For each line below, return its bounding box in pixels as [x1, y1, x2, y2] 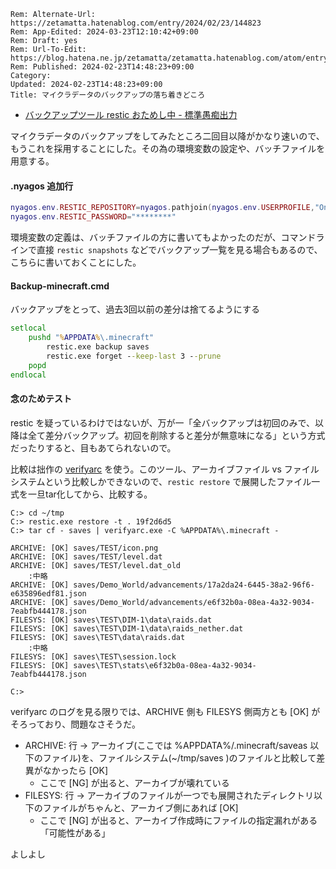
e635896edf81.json [10, 588, 87, 599]
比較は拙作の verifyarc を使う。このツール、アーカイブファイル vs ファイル [10, 463, 320, 475]
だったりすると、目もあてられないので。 [10, 441, 177, 454]
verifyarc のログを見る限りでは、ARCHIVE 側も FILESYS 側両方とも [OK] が [10, 705, 321, 717]
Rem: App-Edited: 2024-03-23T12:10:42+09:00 [10, 27, 199, 37]
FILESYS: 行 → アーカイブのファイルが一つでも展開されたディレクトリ [24, 789, 315, 801]
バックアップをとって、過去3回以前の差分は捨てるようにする [10, 303, 260, 315]
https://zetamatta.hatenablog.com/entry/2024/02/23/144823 [10, 18, 262, 28]
